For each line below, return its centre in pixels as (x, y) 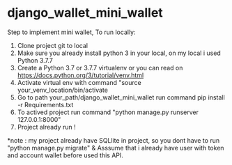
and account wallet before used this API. (65, 155)
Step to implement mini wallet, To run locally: (71, 32)
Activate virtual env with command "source (79, 82)
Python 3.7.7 (35, 60)
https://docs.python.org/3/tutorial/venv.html (80, 75)
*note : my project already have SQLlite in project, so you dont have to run (114, 140)
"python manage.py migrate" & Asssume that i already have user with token (116, 148)
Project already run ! (46, 127)
